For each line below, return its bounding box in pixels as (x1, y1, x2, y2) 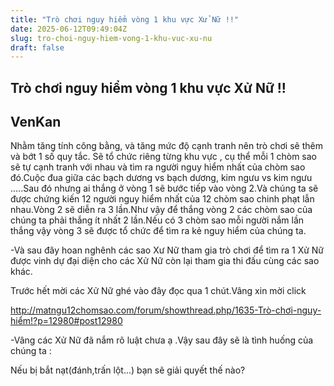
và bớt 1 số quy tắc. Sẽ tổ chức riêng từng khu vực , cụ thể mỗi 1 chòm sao (10, 151, 318, 163)
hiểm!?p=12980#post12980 (10, 315, 123, 327)
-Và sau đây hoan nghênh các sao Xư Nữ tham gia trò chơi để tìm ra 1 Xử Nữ (10, 244, 325, 256)
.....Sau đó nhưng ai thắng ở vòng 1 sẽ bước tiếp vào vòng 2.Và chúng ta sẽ (10, 182, 319, 195)
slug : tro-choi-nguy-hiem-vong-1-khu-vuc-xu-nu (10, 33, 213, 43)
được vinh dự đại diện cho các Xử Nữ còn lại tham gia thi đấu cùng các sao (10, 255, 320, 267)
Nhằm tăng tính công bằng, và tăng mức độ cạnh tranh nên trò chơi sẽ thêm (10, 140, 323, 152)
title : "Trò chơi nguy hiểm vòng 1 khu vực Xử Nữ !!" (10, 14, 240, 25)
